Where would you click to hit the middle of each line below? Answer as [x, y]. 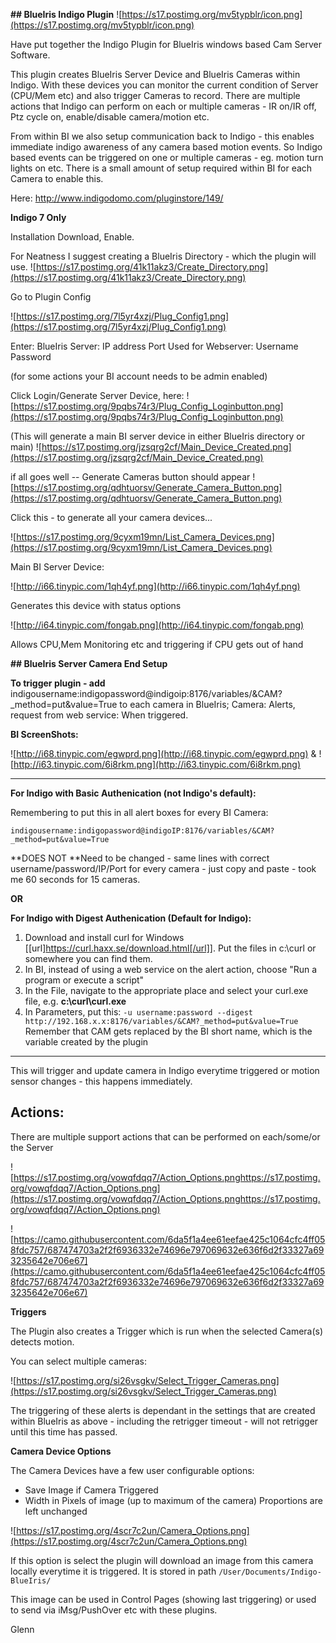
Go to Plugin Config [51, 297]
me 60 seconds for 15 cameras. [75, 879]
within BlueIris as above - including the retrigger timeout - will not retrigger [164, 1421]
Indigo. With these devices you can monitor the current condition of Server [164, 85]
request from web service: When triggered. [99, 715]
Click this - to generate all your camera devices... [111, 517]
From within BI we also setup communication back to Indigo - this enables [162, 136]
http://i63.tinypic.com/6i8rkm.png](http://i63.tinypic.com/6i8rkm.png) [157, 764]
